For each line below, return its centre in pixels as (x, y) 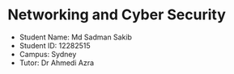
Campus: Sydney (48, 54)
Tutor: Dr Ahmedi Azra (57, 63)
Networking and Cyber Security (117, 15)
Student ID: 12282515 (55, 45)
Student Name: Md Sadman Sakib (76, 37)
